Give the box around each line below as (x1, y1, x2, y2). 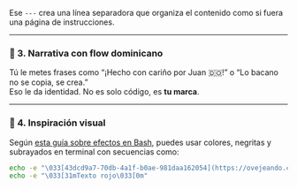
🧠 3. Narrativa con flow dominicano (9, 47, 164, 59)
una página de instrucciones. (9, 17, 115, 27)
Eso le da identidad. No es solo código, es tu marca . (9, 87, 200, 97)
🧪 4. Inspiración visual (9, 117, 106, 129)
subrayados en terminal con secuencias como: (9, 146, 179, 157)
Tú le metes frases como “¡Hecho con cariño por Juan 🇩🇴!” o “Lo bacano (9, 67, 279, 78)
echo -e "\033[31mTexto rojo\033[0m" (9, 171, 148, 180)
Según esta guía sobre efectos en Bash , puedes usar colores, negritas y (9, 137, 272, 147)
